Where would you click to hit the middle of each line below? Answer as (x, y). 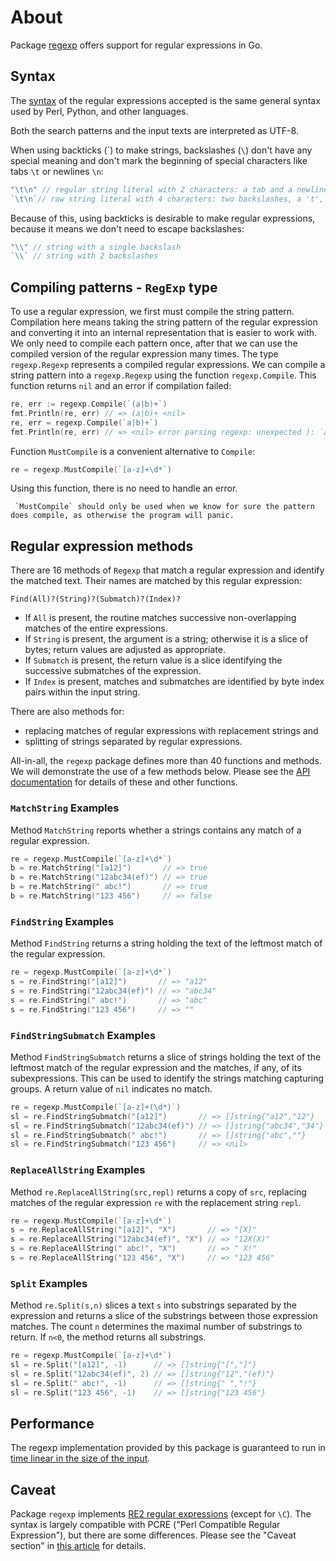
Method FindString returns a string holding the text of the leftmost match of (166, 943)
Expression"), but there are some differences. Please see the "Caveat (153, 1535)
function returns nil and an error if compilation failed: (121, 386)
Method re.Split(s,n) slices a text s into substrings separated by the (154, 1305)
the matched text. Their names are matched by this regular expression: (156, 581)
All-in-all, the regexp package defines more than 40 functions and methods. (166, 761)
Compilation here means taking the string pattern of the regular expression (164, 322)
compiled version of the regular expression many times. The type (144, 354)
